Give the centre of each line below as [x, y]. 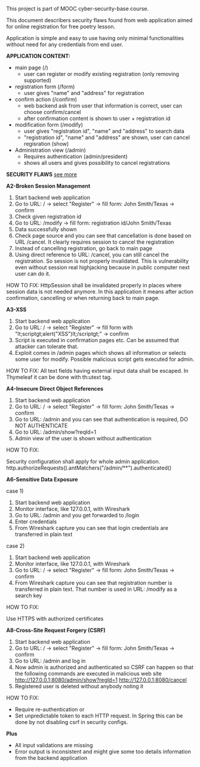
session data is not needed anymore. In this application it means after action [100, 292]
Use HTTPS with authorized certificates [55, 619]
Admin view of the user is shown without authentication [83, 438]
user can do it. [33, 274]
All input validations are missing [54, 745]
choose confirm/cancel [53, 112]
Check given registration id [48, 217]
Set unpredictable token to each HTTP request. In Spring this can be [99, 716]
